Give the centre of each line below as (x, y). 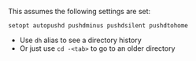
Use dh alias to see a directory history (80, 40)
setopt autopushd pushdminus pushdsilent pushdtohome (98, 26)
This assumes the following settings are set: (80, 11)
